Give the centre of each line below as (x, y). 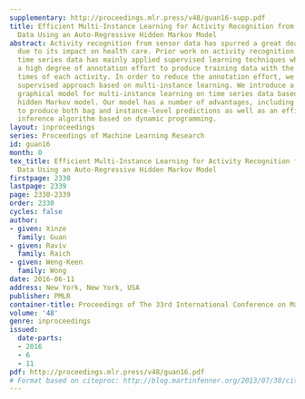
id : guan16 (30, 144)
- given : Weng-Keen (46, 263)
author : (24, 220)
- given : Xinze (38, 229)
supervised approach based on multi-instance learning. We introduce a (156, 85)
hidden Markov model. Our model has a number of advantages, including (156, 102)
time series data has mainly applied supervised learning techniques (152, 60)
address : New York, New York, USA (75, 287)
